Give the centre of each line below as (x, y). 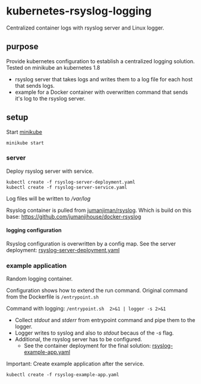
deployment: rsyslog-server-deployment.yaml (63, 250)
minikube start (25, 143)
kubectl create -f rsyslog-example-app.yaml (63, 375)
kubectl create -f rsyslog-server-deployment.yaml (71, 182)
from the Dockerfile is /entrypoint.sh (52, 297)
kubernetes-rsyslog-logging (79, 11)
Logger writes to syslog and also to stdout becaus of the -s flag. (94, 333)
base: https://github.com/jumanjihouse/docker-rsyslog (74, 216)
